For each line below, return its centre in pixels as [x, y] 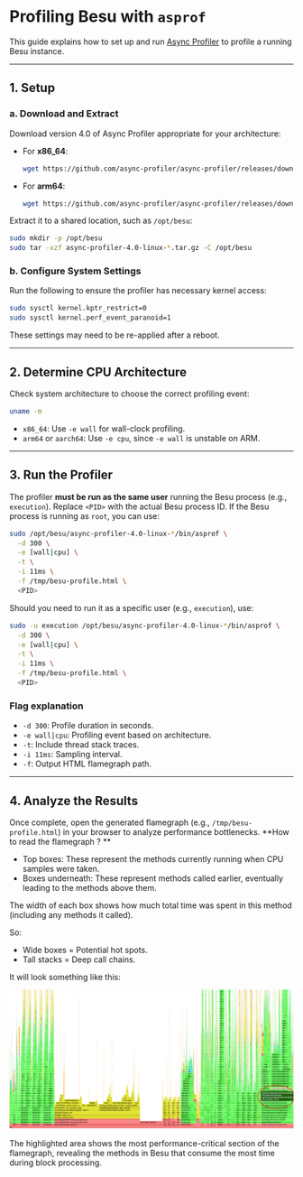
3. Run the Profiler [61, 475]
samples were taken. [61, 869]
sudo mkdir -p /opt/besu [56, 238]
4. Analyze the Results [73, 801]
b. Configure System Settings [75, 271]
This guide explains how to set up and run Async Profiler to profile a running [151, 42]
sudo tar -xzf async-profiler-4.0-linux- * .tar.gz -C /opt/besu [131, 248]
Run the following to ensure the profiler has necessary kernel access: [138, 291]
